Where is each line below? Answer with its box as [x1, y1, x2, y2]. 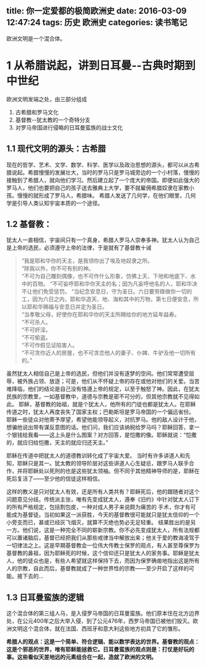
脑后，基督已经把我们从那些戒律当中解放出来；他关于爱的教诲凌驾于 [27, 534, 200, 541]
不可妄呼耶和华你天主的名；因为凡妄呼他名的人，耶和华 [51, 280, 192, 287]
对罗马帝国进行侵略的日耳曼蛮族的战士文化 [15, 123, 123, 131]
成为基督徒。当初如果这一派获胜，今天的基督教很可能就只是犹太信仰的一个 [11, 511, 200, 519]
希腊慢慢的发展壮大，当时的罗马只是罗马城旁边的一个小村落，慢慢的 [27, 168, 200, 176]
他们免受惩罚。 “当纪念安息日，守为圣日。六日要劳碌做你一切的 [32, 288, 192, 295]
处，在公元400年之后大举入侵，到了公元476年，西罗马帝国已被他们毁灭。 [6, 618, 193, 625]
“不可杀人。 [21, 319, 51, 326]
